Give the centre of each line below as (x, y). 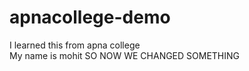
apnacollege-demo (90, 17)
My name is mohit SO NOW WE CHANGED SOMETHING (125, 55)
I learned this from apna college (75, 45)
